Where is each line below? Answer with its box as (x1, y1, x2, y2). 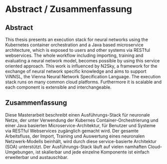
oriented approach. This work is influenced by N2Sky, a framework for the (5, 63, 158, 69)
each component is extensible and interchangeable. (5, 84, 112, 90)
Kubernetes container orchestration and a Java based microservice (5, 42, 144, 48)
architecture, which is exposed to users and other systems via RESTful (5, 47, 151, 53)
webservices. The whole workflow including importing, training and (5, 52, 144, 58)
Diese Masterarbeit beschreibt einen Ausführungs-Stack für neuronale (5, 112, 151, 118)
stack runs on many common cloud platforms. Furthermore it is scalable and (5, 79, 162, 85)
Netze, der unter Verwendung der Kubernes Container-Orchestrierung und (5, 117, 159, 123)
